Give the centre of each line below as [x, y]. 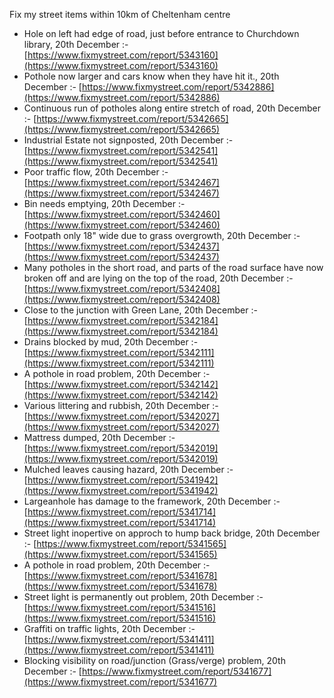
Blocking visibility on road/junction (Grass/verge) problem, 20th [154, 660]
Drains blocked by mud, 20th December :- [111, 342]
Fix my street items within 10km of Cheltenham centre [120, 14]
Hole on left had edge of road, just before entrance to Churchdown [161, 33]
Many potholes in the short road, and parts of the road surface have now [173, 267]
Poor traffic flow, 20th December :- [96, 172]
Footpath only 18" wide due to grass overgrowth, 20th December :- [162, 235]
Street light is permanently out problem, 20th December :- [143, 597]
